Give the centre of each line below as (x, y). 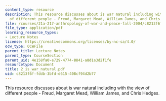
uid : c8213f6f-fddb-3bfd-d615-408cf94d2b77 (51, 74)
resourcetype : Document (30, 65)
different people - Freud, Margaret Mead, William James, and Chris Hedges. (82, 93)
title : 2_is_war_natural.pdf (35, 69)
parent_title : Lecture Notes (35, 51)
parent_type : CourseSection (34, 55)
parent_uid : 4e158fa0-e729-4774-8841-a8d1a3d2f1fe (58, 60)
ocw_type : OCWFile (24, 46)
